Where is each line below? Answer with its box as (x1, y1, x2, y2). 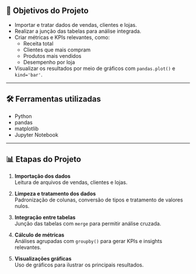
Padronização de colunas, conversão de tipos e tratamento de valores (14, 196, 183, 203)
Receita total (23, 40, 54, 47)
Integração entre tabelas (14, 214, 76, 221)
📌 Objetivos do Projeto (6, 6, 89, 16)
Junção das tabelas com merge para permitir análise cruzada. (14, 220, 162, 227)
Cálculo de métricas (14, 231, 65, 238)
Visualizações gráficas (14, 255, 72, 262)
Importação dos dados (14, 173, 71, 180)
